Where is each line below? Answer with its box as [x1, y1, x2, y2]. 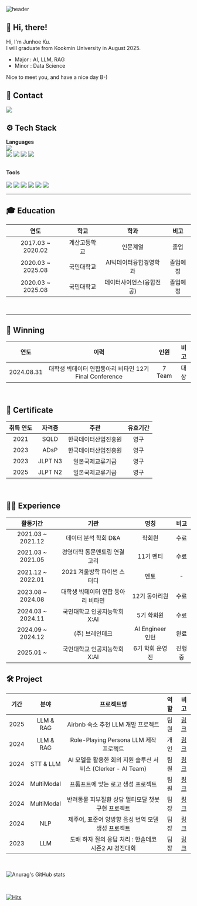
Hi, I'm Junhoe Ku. [6, 38, 51, 45]
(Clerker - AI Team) [92, 764, 147, 772]
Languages [6, 138, 34, 145]
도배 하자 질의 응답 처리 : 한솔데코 [70, 835, 157, 843]
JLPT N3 [38, 457, 63, 465]
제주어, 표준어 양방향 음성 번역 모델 [68, 815, 159, 824]
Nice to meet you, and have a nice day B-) [6, 74, 108, 81]
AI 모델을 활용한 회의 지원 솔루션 [67, 755, 152, 764]
